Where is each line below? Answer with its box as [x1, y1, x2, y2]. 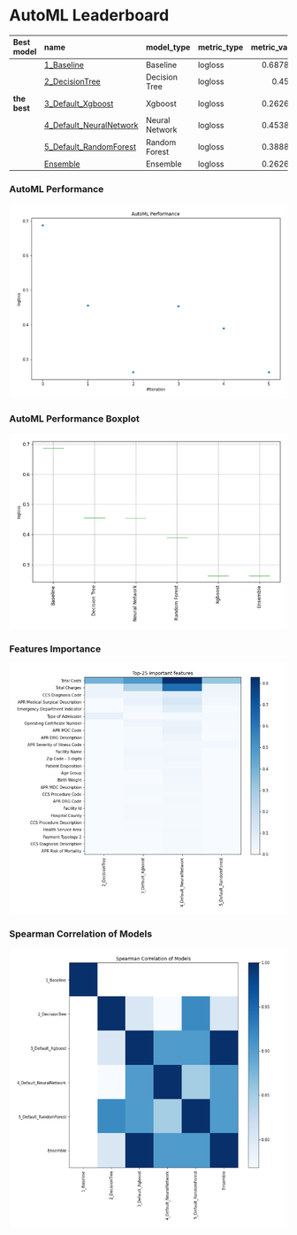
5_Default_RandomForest [43, 142, 137, 152]
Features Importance [9, 643, 102, 655]
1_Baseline [43, 59, 85, 70]
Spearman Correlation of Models [9, 928, 153, 940]
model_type [145, 42, 191, 52]
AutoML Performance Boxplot [9, 413, 140, 425]
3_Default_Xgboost [43, 98, 114, 109]
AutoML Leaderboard [9, 5, 170, 26]
